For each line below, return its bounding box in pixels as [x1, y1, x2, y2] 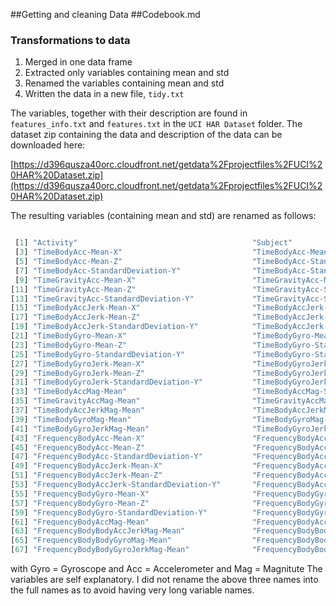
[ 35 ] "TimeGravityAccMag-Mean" [10, 396, 141, 406]
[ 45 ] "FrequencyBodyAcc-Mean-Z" [10, 442, 145, 453]
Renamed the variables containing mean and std [24, 77, 225, 89]
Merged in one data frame [24, 56, 133, 68]
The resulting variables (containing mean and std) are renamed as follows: [10, 210, 317, 222]
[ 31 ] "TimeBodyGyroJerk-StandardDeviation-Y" [10, 377, 203, 388]
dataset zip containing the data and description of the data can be [10, 129, 283, 141]
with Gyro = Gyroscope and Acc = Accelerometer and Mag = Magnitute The [10, 563, 323, 575]
